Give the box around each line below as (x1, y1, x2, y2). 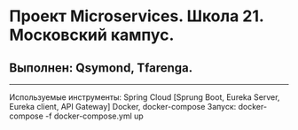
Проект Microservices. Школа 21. (9, 6, 264, 27)
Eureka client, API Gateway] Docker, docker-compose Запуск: (9, 102, 237, 111)
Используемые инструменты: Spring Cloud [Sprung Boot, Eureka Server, (9, 92, 280, 103)
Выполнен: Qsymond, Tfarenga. (9, 60, 193, 75)
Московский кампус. (9, 25, 175, 45)
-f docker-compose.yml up (45, 111, 144, 121)
